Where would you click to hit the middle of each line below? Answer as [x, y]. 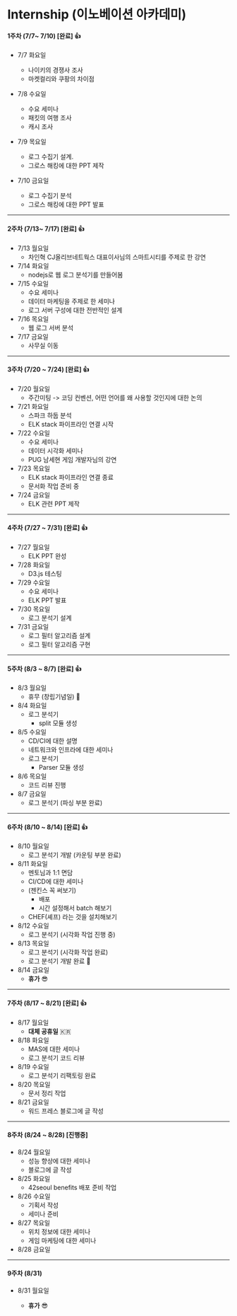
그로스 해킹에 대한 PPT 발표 [66, 204]
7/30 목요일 [34, 609]
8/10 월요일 [33, 846]
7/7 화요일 [32, 55]
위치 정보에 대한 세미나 [59, 1231]
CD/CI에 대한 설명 [53, 741]
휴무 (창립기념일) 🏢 [54, 697]
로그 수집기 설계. [51, 157]
